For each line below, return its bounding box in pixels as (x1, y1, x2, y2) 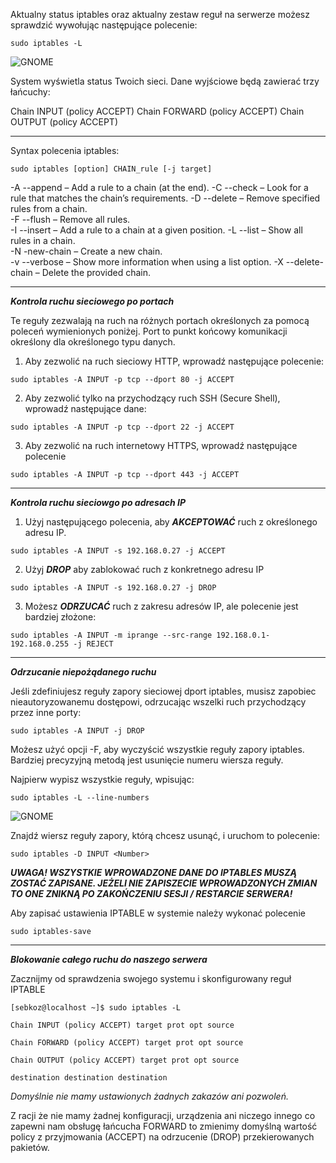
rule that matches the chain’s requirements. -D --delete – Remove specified (10, 192, 321, 204)
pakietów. (10, 1142, 50, 1153)
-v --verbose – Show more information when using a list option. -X (10, 256, 284, 268)
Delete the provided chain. (41, 267, 152, 278)
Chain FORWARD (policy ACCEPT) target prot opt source (10, 1038, 244, 1048)
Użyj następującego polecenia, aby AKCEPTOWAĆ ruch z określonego (24, 516, 318, 528)
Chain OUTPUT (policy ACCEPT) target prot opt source (10, 1055, 240, 1065)
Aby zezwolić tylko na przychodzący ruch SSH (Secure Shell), (24, 392, 281, 404)
